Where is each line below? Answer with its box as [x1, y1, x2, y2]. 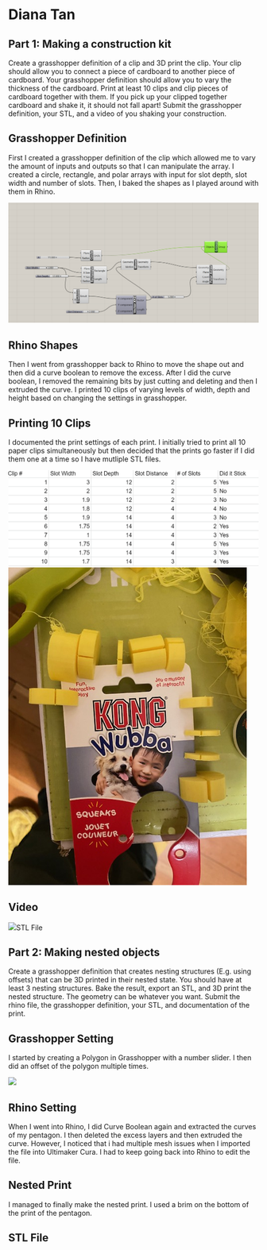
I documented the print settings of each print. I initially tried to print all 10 [8, 438, 246, 447]
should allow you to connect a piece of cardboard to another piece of [8, 67, 235, 76]
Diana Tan [8, 6, 75, 24]
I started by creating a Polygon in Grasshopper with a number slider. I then [8, 1053, 252, 1063]
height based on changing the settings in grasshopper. [8, 393, 188, 403]
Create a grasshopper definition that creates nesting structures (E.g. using [8, 966, 252, 976]
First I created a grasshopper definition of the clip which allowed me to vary [8, 152, 256, 162]
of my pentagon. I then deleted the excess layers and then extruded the [8, 1130, 242, 1140]
